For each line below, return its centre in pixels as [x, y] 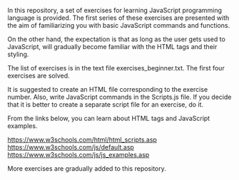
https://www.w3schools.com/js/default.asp [71, 147]
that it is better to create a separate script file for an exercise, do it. [106, 105]
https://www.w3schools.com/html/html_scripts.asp [82, 139]
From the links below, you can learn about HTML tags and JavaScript [109, 118]
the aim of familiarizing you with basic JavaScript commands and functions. [119, 25]
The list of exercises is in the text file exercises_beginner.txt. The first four [116, 68]
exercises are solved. [39, 75]
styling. [18, 54]
